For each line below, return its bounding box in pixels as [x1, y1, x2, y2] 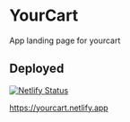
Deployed [9, 61, 65, 76]
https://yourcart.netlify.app [9, 102, 109, 113]
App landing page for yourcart [9, 35, 121, 46]
